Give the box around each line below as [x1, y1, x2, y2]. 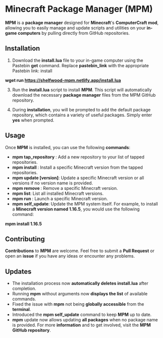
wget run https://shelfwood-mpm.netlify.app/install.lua [5, 77, 121, 83]
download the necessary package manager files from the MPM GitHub [12, 92, 156, 98]
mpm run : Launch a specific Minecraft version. [12, 195, 108, 202]
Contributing [5, 234, 45, 243]
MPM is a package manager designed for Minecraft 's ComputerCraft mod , [5, 20, 159, 26]
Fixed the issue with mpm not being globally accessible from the [12, 301, 144, 307]
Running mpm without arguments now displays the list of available [12, 291, 148, 297]
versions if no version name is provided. [12, 180, 93, 186]
